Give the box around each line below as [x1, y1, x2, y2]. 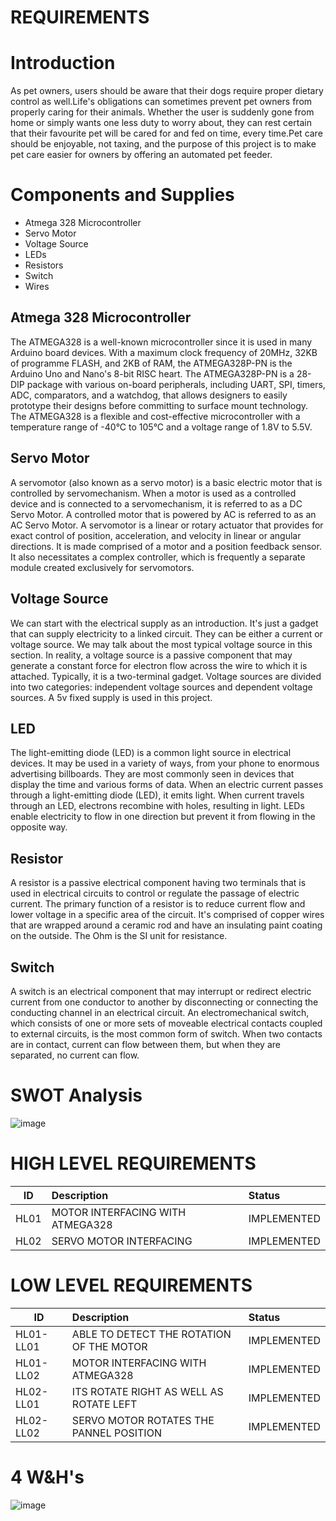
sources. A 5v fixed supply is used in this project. [10, 691, 213, 703]
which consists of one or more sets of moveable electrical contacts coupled [10, 1017, 323, 1029]
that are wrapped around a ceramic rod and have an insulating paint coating [10, 919, 323, 931]
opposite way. [10, 821, 68, 833]
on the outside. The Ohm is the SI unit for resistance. [10, 930, 228, 942]
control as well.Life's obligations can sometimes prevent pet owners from [10, 96, 313, 108]
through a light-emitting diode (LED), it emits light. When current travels [10, 789, 305, 801]
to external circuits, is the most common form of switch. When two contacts [10, 1027, 323, 1040]
